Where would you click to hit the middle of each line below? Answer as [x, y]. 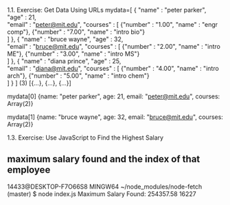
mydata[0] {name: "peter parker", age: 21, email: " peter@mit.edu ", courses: [114, 96]
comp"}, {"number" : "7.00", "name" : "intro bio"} [76, 32]
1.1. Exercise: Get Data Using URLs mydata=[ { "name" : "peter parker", [107, 10]
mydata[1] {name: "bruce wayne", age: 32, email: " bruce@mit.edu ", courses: [115, 117]
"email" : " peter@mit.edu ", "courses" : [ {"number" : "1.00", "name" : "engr [113, 24]
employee [29, 170]
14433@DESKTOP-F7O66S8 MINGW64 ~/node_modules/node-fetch [105, 186]
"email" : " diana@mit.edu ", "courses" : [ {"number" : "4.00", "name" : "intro [113, 68]
